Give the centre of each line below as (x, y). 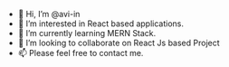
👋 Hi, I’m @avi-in (49, 14)
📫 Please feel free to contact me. (81, 53)
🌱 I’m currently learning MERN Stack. (87, 33)
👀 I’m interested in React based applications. (100, 24)
